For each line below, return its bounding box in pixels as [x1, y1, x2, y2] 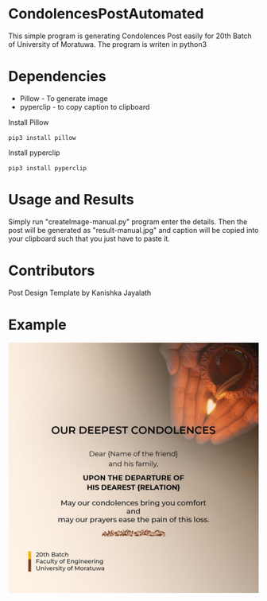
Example [8, 316, 67, 334]
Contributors [8, 262, 95, 279]
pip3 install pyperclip [8, 164, 87, 172]
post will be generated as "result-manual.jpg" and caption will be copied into [8, 225, 259, 235]
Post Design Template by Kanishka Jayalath [8, 288, 152, 297]
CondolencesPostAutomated [8, 5, 204, 23]
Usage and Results [8, 191, 134, 209]
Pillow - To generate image [19, 93, 109, 103]
